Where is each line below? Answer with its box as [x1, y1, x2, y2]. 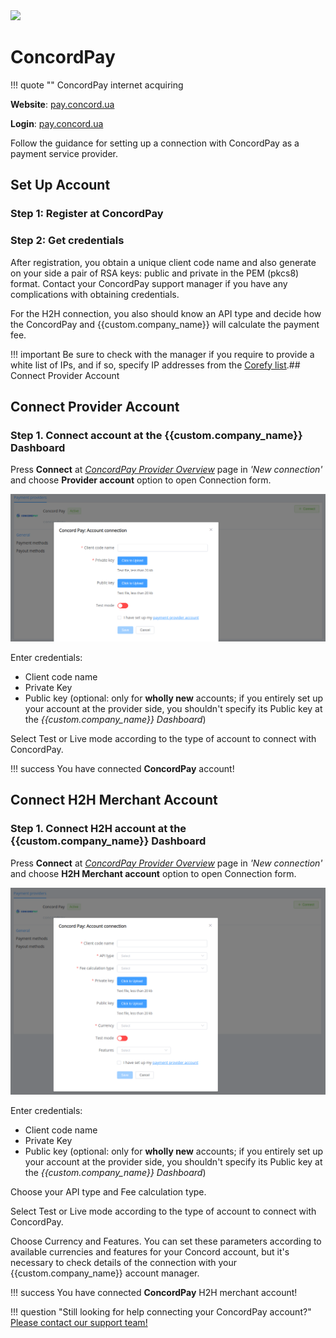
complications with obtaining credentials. [10, 288, 180, 300]
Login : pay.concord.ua [10, 117, 104, 129]
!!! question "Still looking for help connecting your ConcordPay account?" [10, 1306, 312, 1318]
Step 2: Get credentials [10, 234, 125, 248]
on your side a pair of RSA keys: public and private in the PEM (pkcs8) [10, 267, 300, 279]
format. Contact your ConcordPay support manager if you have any [10, 277, 288, 289]
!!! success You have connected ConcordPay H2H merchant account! [10, 1287, 298, 1299]
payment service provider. [10, 147, 118, 159]
